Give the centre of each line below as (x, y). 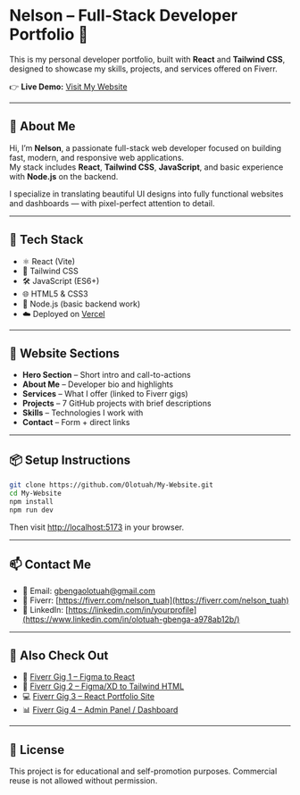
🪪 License (37, 750)
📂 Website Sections (65, 353)
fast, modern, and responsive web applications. (97, 157)
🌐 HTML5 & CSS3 (55, 293)
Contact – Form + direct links (76, 423)
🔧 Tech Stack (46, 240)
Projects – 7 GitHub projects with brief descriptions (117, 404)
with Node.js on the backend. (64, 176)
